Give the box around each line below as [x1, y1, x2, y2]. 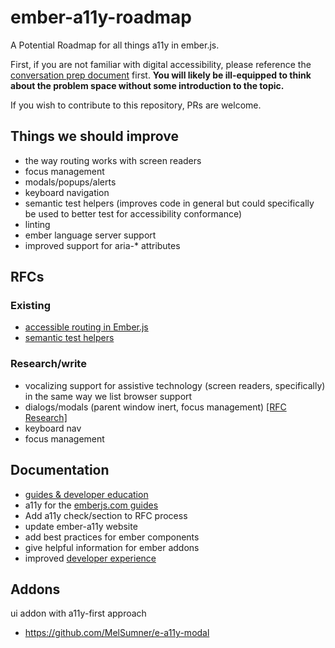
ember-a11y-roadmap [10, 6, 192, 29]
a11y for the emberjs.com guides [24, 499, 159, 511]
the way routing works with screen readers [24, 154, 202, 166]
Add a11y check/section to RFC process [24, 509, 188, 521]
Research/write [10, 357, 87, 371]
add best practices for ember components [24, 531, 200, 543]
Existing [10, 299, 51, 313]
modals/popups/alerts [24, 176, 117, 188]
